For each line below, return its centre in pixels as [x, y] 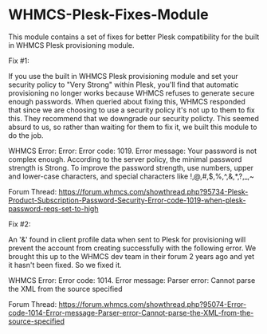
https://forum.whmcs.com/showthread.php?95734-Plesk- [153, 191]
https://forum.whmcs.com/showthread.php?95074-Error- [153, 304]
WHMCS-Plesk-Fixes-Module [108, 15]
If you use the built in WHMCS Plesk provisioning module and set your [124, 76]
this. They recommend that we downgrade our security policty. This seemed [133, 118]
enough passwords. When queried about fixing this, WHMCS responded [127, 101]
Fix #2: [20, 224]
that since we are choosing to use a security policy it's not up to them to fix [132, 110]
